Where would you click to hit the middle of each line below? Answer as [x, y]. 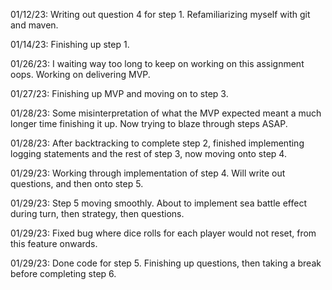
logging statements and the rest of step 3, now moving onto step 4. [148, 153]
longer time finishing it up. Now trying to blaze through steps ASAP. [149, 123]
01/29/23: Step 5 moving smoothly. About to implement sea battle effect [158, 203]
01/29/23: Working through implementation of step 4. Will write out [148, 173]
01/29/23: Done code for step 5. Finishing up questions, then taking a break [166, 263]
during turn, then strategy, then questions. [97, 213]
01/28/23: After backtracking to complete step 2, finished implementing [157, 143]
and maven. [34, 25]
